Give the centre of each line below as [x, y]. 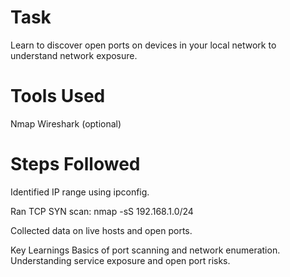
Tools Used [58, 96]
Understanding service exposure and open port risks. [120, 260]
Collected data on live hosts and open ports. [101, 230]
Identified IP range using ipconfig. [80, 192]
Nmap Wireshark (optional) [66, 123]
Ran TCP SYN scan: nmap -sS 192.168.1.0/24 [102, 211]
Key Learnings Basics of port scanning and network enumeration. [145, 250]
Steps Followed [75, 164]
